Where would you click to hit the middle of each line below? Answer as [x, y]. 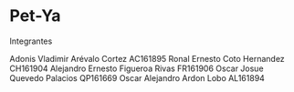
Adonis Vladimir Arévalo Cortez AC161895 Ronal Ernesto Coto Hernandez [147, 58]
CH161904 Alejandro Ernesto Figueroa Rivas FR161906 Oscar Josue [136, 68]
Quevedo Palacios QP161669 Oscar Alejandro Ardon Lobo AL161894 [137, 77]
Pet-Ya [35, 16]
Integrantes [31, 41]
